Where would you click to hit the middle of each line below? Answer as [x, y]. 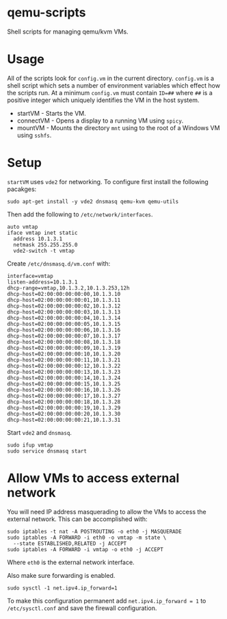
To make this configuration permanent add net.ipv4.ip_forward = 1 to [107, 601]
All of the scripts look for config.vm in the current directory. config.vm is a [110, 78]
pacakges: [22, 189]
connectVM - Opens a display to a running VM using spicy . [100, 121]
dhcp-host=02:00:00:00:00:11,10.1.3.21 [64, 360]
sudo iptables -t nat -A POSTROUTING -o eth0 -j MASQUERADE [95, 531]
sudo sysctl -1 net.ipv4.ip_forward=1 [62, 588]
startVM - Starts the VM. [52, 113]
